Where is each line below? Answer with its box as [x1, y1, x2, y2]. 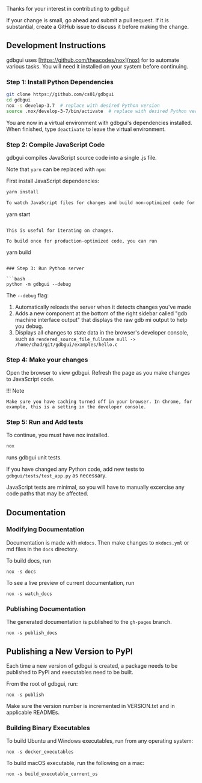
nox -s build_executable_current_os [6, 771, 98, 777]
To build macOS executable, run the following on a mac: [6, 760, 145, 767]
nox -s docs [6, 569, 36, 575]
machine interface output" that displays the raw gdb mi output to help [14, 316, 188, 323]
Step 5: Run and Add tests [6, 417, 84, 426]
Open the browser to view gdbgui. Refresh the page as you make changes [6, 369, 191, 376]
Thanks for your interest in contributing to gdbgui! [6, 5, 130, 12]
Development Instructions [6, 40, 106, 50]
